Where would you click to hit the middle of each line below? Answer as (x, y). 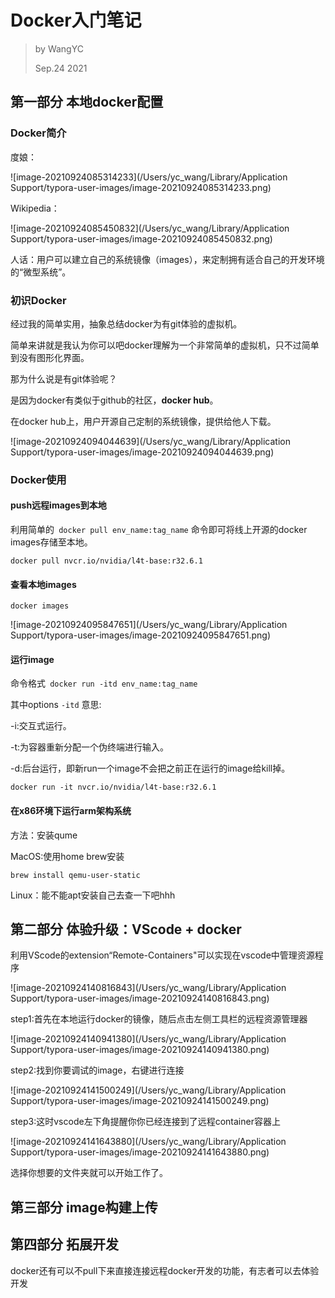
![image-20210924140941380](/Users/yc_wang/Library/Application (148, 1039)
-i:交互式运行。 (41, 726)
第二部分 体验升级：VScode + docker (126, 929)
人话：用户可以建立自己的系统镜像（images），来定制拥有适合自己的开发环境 (167, 259)
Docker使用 (38, 479)
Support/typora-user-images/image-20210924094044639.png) (142, 452)
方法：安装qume (44, 835)
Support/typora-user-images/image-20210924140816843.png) (140, 998)
